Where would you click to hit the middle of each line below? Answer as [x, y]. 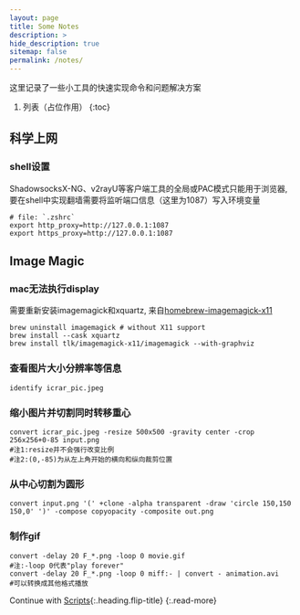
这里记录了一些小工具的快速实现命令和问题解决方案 [105, 87]
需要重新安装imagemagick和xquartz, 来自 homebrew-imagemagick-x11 [141, 311]
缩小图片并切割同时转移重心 [70, 412]
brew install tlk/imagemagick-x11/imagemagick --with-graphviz [132, 344]
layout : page [34, 18]
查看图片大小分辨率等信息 [66, 368]
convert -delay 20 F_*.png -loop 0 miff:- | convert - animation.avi [145, 573]
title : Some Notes [44, 27]
